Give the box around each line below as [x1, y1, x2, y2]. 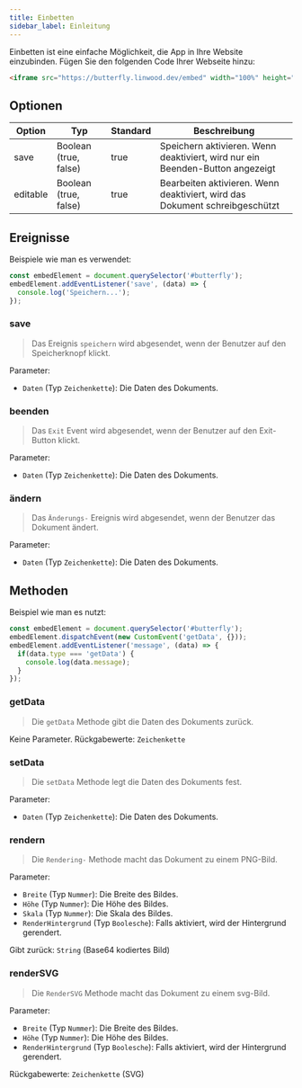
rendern [9, 834, 46, 846]
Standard [111, 125, 152, 138]
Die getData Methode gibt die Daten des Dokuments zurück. [31, 716, 254, 727]
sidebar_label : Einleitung [9, 22, 111, 31]
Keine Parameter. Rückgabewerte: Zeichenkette [9, 734, 186, 745]
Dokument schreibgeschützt [160, 200, 280, 212]
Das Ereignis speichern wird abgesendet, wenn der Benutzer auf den [31, 338, 287, 349]
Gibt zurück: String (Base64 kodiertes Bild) [9, 945, 171, 956]
